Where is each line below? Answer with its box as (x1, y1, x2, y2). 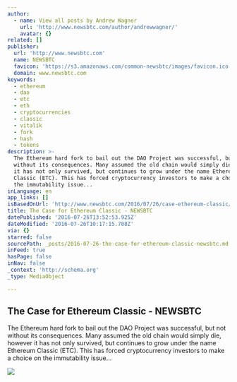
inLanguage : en (7, 188, 52, 195)
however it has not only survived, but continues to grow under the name (7, 339, 217, 347)
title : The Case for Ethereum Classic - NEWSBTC (7, 208, 153, 215)
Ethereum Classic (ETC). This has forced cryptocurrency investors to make (7, 347, 225, 355)
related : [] (7, 37, 42, 44)
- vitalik (13, 121, 42, 129)
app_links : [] (7, 194, 49, 201)
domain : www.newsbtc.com (13, 69, 87, 76)
